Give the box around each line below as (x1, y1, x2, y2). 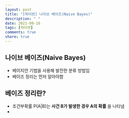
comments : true (5, 30, 36, 35)
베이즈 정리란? (5, 89, 46, 98)
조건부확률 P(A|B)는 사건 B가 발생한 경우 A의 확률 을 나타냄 (12, 103, 125, 109)
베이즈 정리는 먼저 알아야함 (12, 74, 64, 79)
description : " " (5, 16, 41, 21)
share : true (5, 35, 29, 39)
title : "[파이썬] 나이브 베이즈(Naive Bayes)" (5, 12, 93, 17)
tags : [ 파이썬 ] (5, 25, 33, 30)
